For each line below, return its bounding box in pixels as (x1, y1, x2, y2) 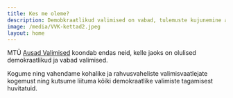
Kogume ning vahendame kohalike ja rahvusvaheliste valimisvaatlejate (7, 70, 208, 78)
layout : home (7, 29, 45, 37)
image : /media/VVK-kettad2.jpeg (7, 23, 101, 30)
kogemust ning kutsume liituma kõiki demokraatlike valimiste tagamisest (7, 77, 214, 85)
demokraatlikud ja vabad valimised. (7, 56, 109, 65)
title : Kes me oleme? (7, 10, 70, 17)
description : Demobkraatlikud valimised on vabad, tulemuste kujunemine (7, 17, 222, 24)
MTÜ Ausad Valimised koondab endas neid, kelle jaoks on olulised (7, 49, 196, 57)
